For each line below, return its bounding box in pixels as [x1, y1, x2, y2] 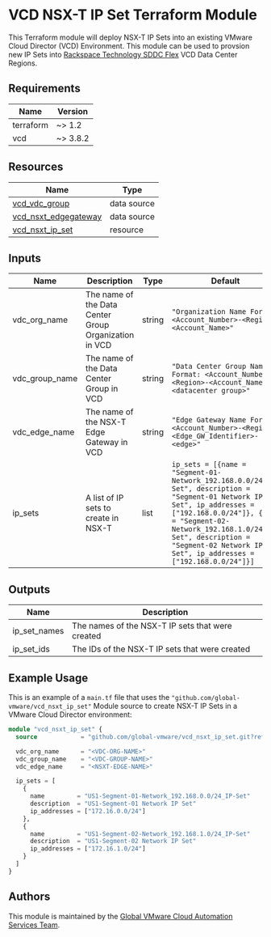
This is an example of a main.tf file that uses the [8, 693, 170, 702]
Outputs [8, 583, 51, 596]
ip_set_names [12, 625, 65, 637]
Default [211, 275, 240, 286]
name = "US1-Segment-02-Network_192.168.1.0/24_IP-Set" [29, 829, 251, 838]
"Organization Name [172, 307, 247, 316]
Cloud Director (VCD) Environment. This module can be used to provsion [8, 40, 250, 50]
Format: [172, 370, 202, 379]
